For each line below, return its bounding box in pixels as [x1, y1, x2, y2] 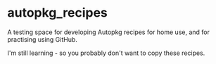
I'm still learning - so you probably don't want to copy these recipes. [7, 49, 205, 57]
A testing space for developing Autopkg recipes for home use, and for [7, 28, 210, 36]
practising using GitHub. [7, 35, 77, 43]
